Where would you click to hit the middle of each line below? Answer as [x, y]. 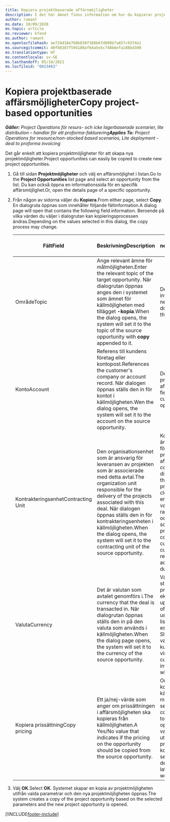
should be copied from [124, 750]
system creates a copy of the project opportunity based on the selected [88, 799]
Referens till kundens [122, 352]
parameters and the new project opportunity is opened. [70, 804]
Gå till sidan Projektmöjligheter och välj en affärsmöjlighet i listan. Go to [87, 174]
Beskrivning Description [126, 246]
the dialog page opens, [124, 641]
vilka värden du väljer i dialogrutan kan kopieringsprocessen [75, 216]
